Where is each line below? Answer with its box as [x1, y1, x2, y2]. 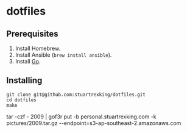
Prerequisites [6, 29, 58, 39]
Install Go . [15, 58, 41, 65]
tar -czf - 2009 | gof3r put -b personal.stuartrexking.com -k [6, 113, 157, 120]
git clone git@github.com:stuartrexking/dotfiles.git [6, 92, 146, 98]
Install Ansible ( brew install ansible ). [15, 51, 112, 59]
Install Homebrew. [15, 45, 61, 52]
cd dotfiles [6, 96, 37, 103]
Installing [6, 75, 43, 86]
